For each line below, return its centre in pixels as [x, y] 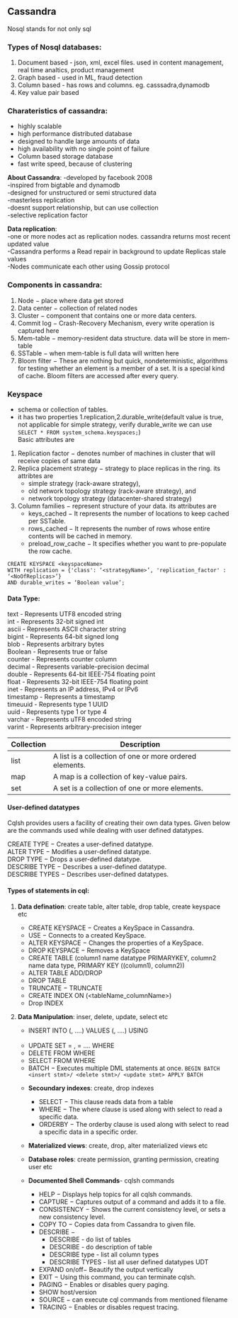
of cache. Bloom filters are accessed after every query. [98, 375]
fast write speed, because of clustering [75, 164]
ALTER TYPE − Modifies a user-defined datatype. [79, 852]
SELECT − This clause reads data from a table [106, 1102]
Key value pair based [48, 93]
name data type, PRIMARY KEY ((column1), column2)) [107, 965]
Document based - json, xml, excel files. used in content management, [120, 62]
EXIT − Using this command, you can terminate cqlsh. [117, 1277]
